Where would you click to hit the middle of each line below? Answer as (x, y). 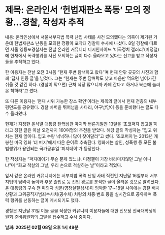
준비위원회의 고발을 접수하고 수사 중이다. (53, 217)
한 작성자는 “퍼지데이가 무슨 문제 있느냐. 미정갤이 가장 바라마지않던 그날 (74, 159)
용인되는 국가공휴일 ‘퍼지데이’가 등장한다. (61, 148)
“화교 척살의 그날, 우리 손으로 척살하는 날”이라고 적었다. (69, 165)
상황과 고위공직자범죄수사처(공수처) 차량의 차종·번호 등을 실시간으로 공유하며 (78, 194)
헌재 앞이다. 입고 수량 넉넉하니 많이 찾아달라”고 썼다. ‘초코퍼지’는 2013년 (83, 136)
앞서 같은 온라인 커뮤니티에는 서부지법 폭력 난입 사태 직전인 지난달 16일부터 (77, 175)
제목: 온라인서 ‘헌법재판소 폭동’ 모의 (73, 10)
